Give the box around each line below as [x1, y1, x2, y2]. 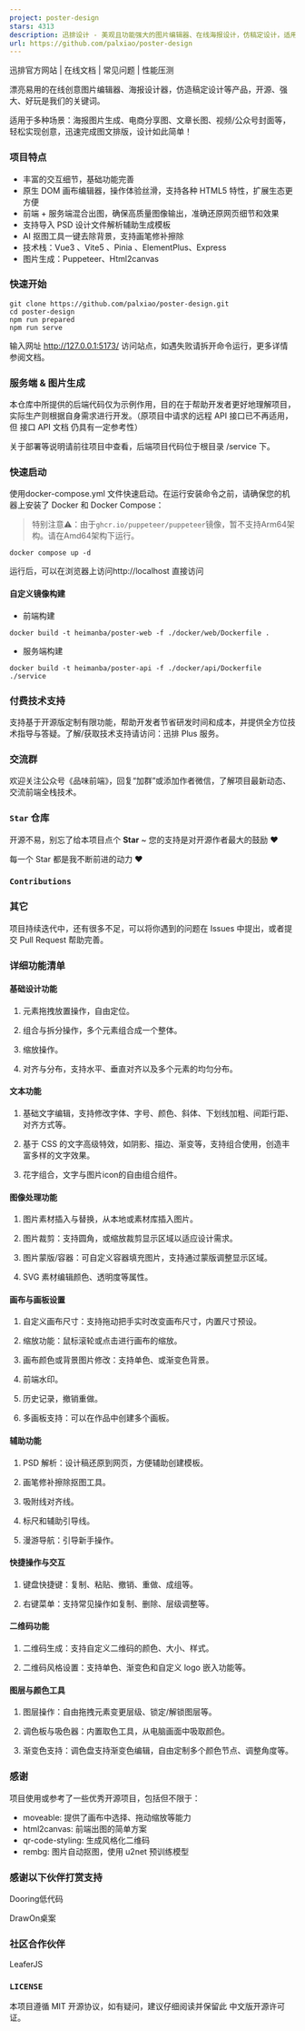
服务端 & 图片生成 [9, 377, 86, 389]
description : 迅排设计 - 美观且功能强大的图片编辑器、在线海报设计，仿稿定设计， [9, 30, 284, 39]
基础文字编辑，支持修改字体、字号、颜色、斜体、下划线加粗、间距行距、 [22, 1108, 293, 1119]
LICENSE [9, 1982, 44, 1992]
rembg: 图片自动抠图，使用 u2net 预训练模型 [22, 1845, 190, 1856]
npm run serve [9, 323, 64, 332]
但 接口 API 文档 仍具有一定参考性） [9, 422, 143, 433]
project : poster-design [9, 13, 100, 23]
